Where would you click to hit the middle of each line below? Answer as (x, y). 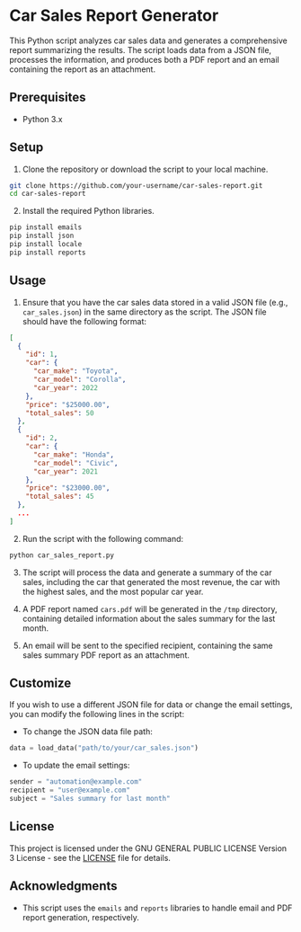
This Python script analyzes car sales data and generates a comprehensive (148, 40)
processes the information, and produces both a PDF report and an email (145, 59)
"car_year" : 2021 (66, 471)
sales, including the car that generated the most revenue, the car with (151, 581)
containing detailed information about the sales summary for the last (149, 618)
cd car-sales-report (48, 194)
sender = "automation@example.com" (76, 782)
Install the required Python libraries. (88, 211)
